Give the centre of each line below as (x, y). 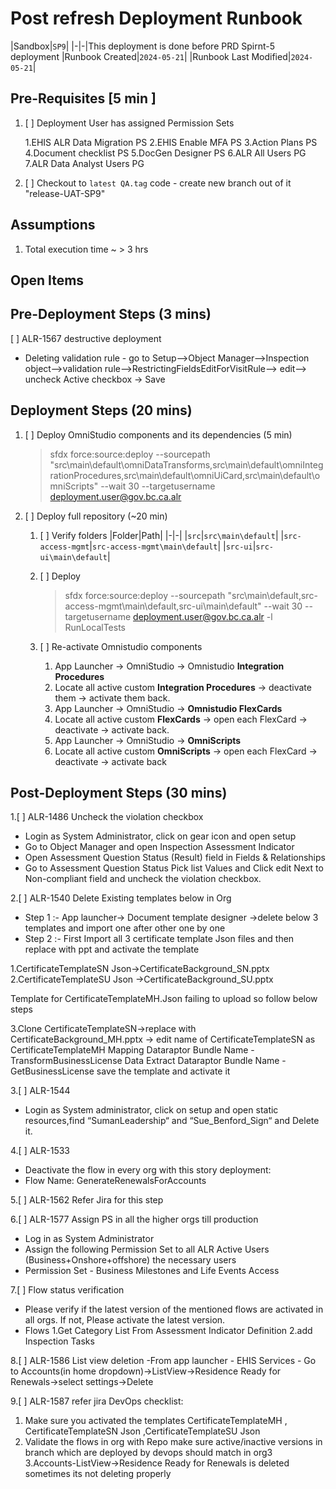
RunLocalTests (95, 627)
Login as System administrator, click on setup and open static (151, 1110)
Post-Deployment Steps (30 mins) (119, 792)
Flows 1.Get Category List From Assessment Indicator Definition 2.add (168, 1331)
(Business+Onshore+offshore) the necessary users (130, 1260)
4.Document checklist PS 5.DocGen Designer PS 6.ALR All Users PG (165, 153)
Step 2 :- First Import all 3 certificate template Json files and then (159, 939)
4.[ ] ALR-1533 (40, 1151)
